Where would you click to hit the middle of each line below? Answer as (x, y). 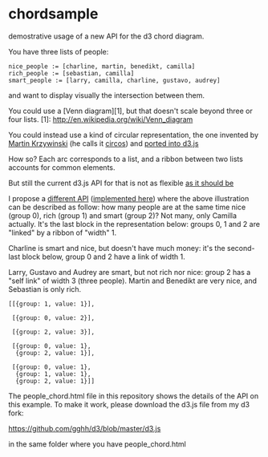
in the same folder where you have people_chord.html (97, 444)
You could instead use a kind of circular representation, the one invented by (134, 135)
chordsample (53, 14)
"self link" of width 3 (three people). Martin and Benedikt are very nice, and (133, 281)
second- (241, 248)
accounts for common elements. (62, 167)
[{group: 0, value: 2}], (53, 317)
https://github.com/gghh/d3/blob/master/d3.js (85, 428)
